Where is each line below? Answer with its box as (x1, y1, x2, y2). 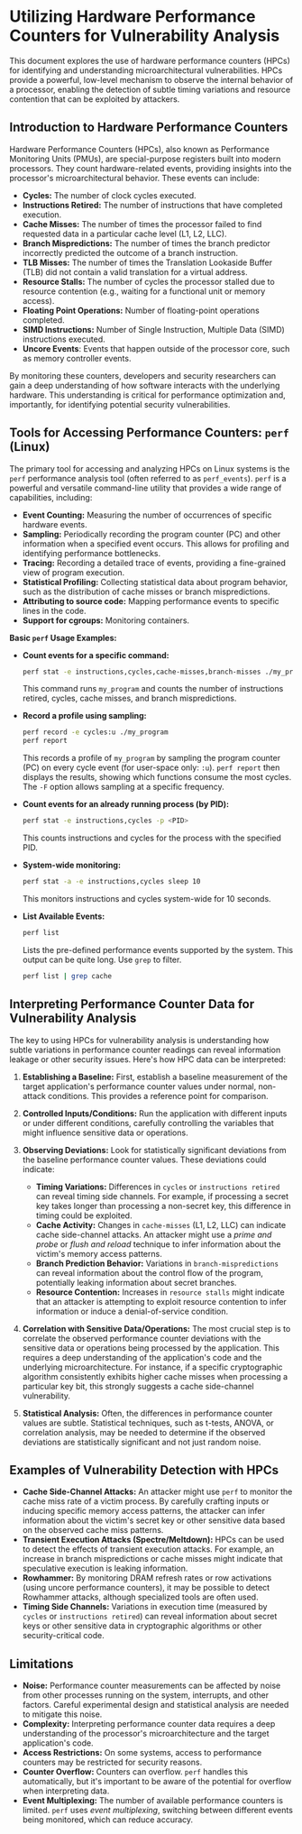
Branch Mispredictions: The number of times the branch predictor (22, 237, 270, 249)
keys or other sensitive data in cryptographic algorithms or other (22, 1620, 262, 1631)
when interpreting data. (22, 1785, 110, 1796)
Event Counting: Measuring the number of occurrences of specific (22, 509, 272, 520)
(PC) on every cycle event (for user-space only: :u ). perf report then (22, 762, 280, 773)
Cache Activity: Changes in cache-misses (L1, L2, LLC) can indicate (35, 1219, 287, 1230)
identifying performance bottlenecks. (22, 547, 160, 558)
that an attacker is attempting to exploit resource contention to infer (35, 1296, 287, 1307)
